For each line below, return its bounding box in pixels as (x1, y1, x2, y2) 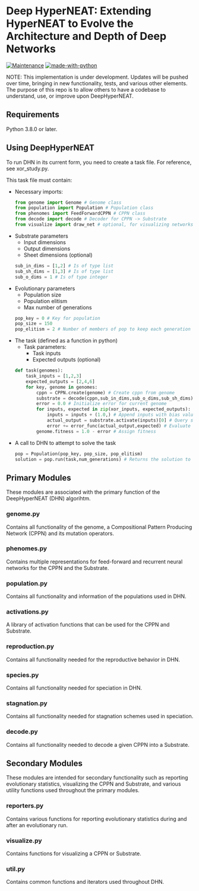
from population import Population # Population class (14, 205, 154, 211)
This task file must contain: (6, 176, 72, 183)
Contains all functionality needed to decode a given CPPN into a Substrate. (6, 741, 190, 748)
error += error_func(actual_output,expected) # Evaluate (46, 423, 191, 429)
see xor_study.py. (6, 165, 49, 172)
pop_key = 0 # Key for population (14, 315, 100, 321)
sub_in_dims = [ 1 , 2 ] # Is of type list (14, 263, 114, 269)
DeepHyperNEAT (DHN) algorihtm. (6, 495, 91, 502)
